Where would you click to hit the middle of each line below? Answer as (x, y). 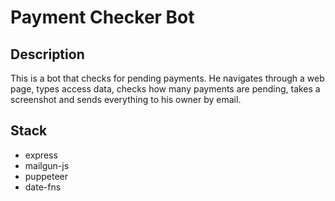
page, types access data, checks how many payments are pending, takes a (165, 89)
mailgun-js (47, 165)
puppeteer (46, 176)
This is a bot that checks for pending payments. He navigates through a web (167, 78)
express (41, 155)
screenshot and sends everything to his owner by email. (126, 99)
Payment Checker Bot (102, 17)
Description (47, 54)
